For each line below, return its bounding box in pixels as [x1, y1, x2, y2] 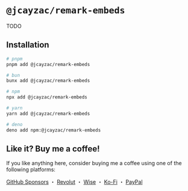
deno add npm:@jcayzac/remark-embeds [6, 127, 101, 133]
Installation [6, 40, 49, 50]
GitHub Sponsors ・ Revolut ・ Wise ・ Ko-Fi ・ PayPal [6, 178, 143, 186]
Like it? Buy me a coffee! [6, 144, 101, 154]
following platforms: [6, 166, 56, 173]
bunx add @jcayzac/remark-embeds [6, 77, 90, 84]
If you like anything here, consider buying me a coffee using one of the [6, 160, 182, 167]
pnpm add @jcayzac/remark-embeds [6, 61, 90, 67]
